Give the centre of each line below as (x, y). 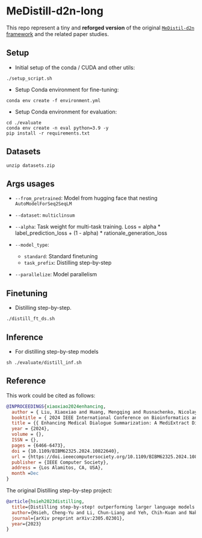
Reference (26, 381)
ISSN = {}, (25, 440)
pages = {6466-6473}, (39, 446)
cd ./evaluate (24, 122)
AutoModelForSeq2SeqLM (43, 204)
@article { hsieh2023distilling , (45, 502)
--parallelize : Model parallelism (56, 274)
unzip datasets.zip (31, 165)
